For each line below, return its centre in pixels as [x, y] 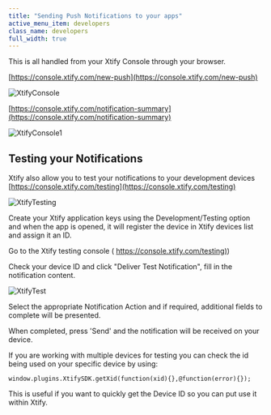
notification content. [42, 276]
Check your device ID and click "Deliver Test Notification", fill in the [121, 267]
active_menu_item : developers [59, 24]
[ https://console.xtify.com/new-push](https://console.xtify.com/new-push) [133, 77]
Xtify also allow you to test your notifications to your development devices [132, 178]
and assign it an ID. [40, 235]
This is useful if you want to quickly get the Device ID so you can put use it [133, 394]
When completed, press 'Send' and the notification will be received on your [134, 331]
